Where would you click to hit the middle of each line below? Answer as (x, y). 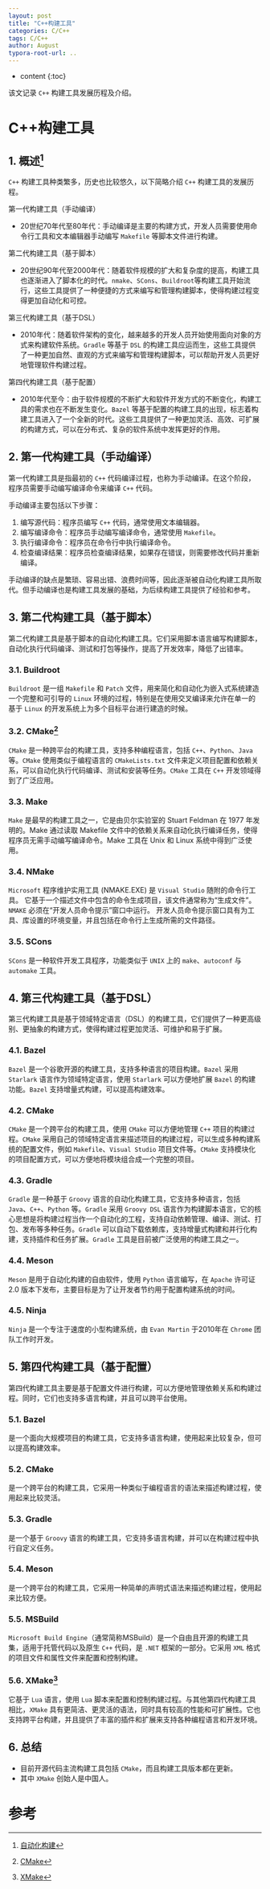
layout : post (30, 16)
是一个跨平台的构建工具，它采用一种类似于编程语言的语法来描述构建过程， (131, 1488)
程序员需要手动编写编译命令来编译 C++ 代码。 (83, 488)
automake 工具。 (35, 970)
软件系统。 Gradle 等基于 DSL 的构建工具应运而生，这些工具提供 (152, 344)
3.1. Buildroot (34, 670)
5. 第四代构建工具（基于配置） (83, 1367)
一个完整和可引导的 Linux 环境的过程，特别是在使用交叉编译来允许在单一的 (132, 698)
